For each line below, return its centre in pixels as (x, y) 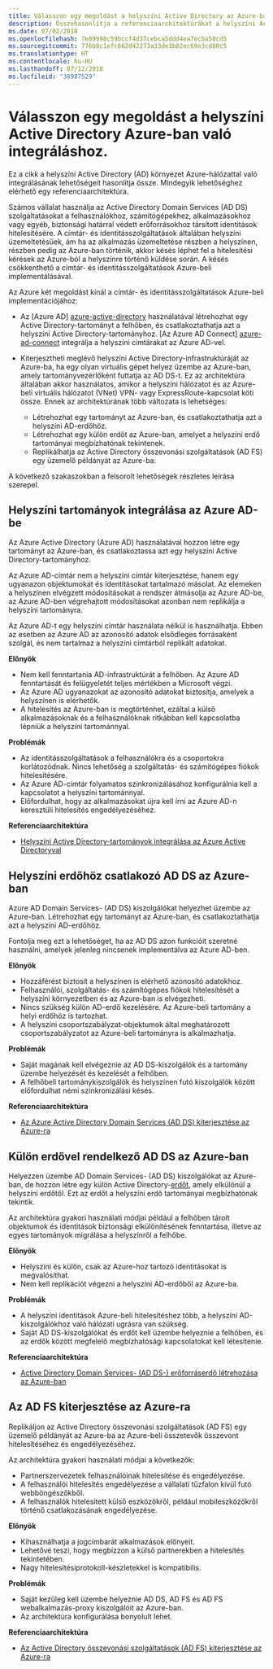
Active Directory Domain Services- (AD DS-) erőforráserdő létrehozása (139, 1373)
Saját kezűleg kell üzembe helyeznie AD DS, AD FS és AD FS (121, 1599)
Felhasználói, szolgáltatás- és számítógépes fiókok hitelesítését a (130, 990)
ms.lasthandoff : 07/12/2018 (56, 69)
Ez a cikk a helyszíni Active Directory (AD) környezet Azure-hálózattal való (133, 174)
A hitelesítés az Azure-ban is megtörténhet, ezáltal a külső (118, 710)
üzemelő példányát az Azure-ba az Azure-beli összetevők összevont (123, 1435)
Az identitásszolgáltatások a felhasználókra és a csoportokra (122, 758)
